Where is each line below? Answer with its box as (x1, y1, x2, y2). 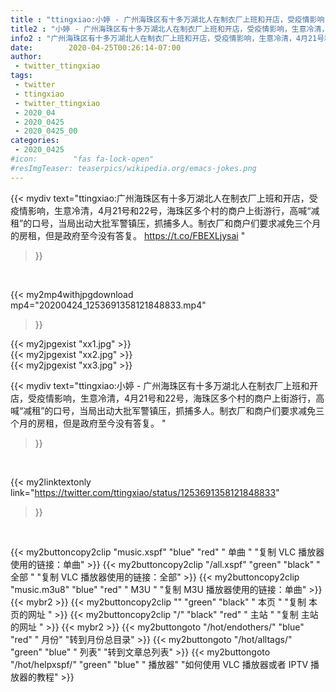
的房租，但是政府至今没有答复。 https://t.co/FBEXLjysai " (10, 229, 246, 241)
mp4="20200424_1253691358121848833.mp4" (10, 299, 207, 311)
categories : (10, 136, 60, 146)
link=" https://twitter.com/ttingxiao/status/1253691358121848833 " (10, 486, 280, 498)
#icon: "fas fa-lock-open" (10, 154, 155, 164)
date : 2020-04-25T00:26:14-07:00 (10, 42, 182, 53)
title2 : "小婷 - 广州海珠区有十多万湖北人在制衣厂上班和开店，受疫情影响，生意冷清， (10, 24, 330, 34)
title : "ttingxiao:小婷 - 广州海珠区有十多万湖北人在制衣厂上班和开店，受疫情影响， (10, 14, 333, 25)
